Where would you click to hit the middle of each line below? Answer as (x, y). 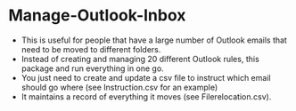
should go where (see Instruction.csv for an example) (119, 87)
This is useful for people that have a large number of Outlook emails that (154, 40)
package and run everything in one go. (92, 68)
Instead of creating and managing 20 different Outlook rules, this (140, 59)
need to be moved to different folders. (91, 49)
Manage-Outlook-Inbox (97, 16)
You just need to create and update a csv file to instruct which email (146, 77)
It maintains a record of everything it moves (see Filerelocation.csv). (146, 96)
